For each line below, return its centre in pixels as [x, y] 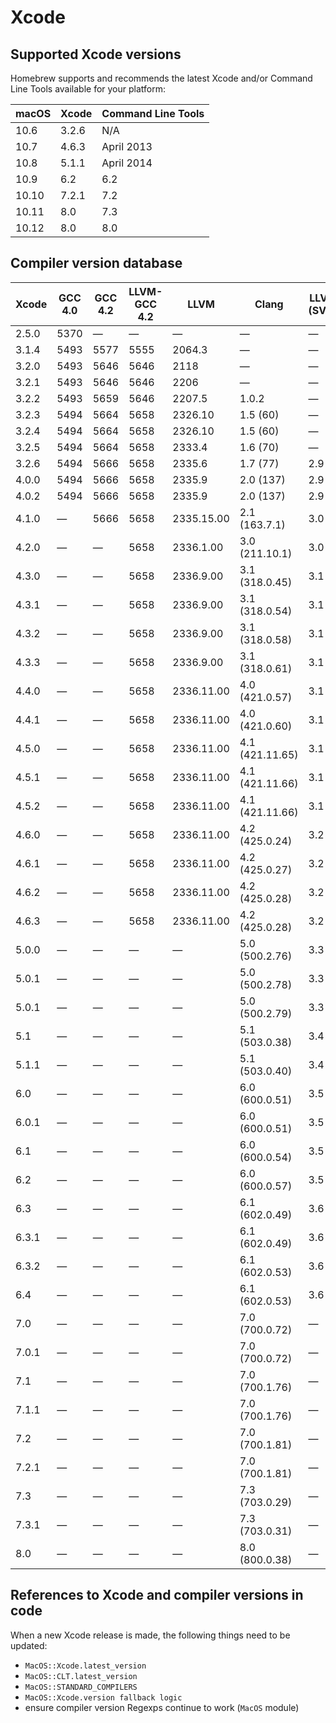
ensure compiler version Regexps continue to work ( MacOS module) [162, 1707]
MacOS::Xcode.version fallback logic [103, 1697]
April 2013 [127, 146]
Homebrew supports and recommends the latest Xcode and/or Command [161, 78]
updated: [29, 1645]
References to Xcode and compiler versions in [157, 1595]
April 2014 [127, 163]
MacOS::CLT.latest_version [81, 1676]
